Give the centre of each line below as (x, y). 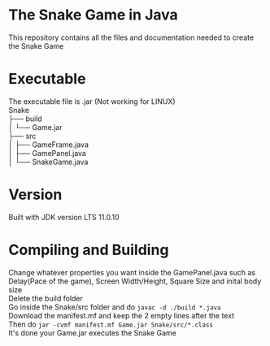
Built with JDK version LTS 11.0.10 (64, 217)
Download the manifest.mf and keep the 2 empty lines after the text (121, 315)
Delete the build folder (46, 298)
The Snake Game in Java (94, 15)
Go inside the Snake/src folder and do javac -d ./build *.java (115, 307)
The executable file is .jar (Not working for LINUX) (92, 101)
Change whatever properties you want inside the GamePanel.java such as (132, 272)
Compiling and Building (89, 250)
